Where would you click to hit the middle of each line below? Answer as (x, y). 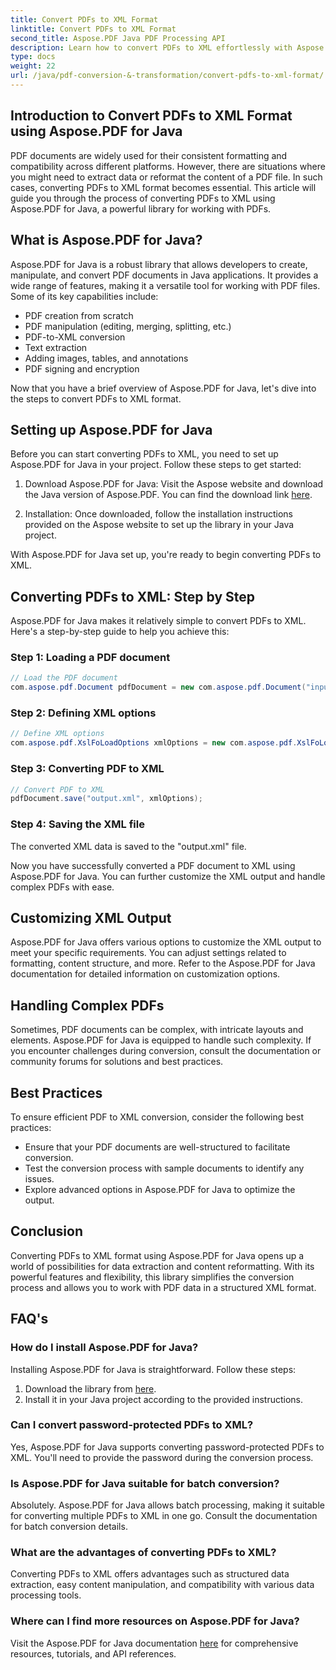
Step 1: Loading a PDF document (90, 658)
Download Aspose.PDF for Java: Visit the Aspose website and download (174, 484)
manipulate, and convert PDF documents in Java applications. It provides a (164, 275)
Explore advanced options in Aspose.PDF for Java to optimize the (160, 1189)
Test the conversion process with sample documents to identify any (164, 1168)
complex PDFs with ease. (62, 887)
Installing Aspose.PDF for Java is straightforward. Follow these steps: (153, 1369)
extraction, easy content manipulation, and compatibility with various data (162, 1585)
